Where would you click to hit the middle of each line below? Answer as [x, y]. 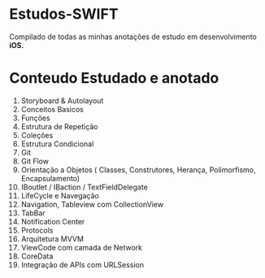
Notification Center [53, 221]
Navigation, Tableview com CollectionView [92, 204]
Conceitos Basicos [52, 109]
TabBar [33, 213]
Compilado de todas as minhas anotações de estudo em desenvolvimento [133, 37]
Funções [36, 118]
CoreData [37, 256]
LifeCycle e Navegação [60, 195]
